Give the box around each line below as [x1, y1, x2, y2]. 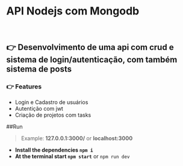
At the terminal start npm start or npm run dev [14, 152, 130, 160]
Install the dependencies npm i [14, 146, 93, 153]
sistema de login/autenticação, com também [6, 55, 178, 65]
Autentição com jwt [14, 105, 63, 112]
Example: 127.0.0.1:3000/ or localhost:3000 [20, 134, 133, 142]
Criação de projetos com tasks [14, 111, 91, 118]
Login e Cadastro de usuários [14, 98, 88, 106]
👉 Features [6, 82, 42, 91]
